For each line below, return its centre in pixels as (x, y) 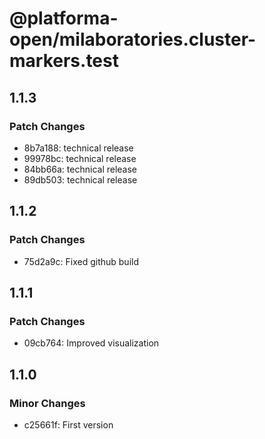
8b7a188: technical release (78, 148)
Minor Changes (47, 403)
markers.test (64, 61)
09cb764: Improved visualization (91, 343)
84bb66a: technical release (80, 169)
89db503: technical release (80, 179)
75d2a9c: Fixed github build (81, 261)
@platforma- (64, 18)
